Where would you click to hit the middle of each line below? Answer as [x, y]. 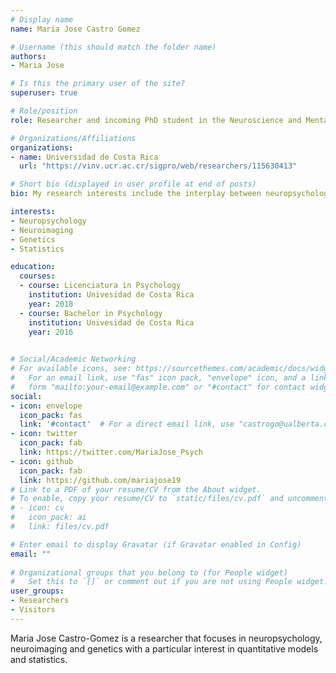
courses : [37, 276]
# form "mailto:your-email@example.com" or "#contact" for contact [158, 387]
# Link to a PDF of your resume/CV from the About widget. [136, 489]
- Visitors [33, 610]
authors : [28, 56]
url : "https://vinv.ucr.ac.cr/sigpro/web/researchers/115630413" [158, 166]
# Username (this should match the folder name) [113, 47]
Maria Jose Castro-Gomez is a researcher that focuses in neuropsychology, [166, 638]
